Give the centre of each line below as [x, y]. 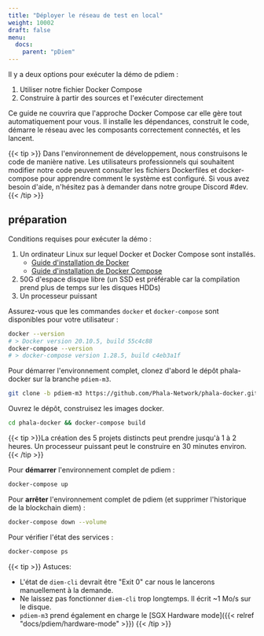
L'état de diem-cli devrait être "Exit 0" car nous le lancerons [117, 582]
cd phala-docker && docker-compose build [77, 423]
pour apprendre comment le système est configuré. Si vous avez [145, 178]
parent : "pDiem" [49, 52]
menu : [17, 37]
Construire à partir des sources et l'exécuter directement [111, 98]
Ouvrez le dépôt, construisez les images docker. [86, 409]
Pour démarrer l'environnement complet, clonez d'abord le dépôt [113, 371]
